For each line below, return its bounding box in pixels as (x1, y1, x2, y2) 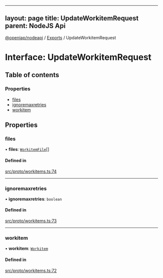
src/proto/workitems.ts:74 (5, 168, 57, 174)
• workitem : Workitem (5, 245, 49, 251)
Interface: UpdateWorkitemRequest (5, 52, 152, 63)
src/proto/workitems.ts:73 (5, 218, 57, 224)
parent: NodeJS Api (5, 22, 66, 30)
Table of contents (5, 71, 59, 79)
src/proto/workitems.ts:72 (5, 267, 57, 273)
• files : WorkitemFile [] (5, 147, 49, 152)
